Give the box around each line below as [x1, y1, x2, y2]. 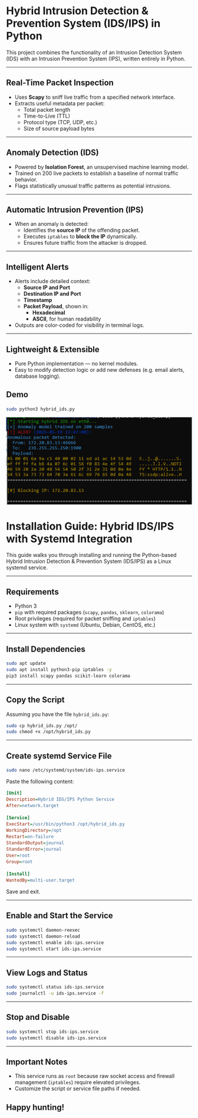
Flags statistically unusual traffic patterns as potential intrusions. [14, 182, 171, 189]
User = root [6, 853, 31, 858]
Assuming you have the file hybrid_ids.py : [6, 711, 110, 718]
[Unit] [6, 790, 22, 796]
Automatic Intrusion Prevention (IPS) [6, 205, 144, 215]
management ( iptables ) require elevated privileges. [14, 1079, 141, 1086]
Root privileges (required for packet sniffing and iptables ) [14, 615, 156, 622]
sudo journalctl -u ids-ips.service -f [6, 990, 104, 997]
